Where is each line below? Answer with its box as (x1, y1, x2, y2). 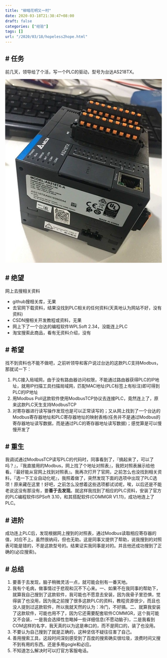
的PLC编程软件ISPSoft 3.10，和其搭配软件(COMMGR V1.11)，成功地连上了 (5, 494, 155, 500)
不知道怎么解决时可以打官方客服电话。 (12, 648, 91, 654)
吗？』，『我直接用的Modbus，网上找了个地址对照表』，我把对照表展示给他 (5, 463, 155, 469)
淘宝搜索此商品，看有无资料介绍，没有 (12, 329, 91, 336)
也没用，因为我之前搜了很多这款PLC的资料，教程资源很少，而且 (25, 598, 156, 604)
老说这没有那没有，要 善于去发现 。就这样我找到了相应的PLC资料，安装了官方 (5, 488, 162, 494)
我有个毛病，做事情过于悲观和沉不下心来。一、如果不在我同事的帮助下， (12, 585, 161, 591)
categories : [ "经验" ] (5, 24, 49, 29)
